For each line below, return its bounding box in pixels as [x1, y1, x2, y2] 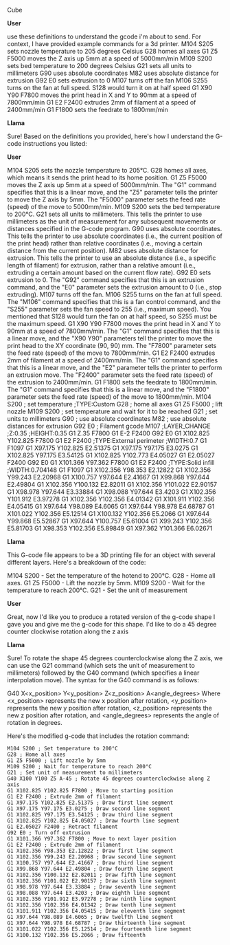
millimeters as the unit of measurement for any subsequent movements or [7, 217, 216, 226]
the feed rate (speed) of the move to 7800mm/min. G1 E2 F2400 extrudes [7, 349, 216, 357]
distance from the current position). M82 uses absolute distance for [7, 247, 199, 254]
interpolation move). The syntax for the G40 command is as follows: [7, 676, 199, 684]
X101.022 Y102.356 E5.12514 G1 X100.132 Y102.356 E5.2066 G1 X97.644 [7, 510, 210, 518]
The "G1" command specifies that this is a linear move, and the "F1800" [7, 385, 209, 393]
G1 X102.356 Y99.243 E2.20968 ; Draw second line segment [7, 854, 176, 860]
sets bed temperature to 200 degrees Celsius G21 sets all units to [7, 62, 192, 69]
